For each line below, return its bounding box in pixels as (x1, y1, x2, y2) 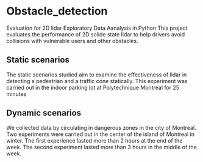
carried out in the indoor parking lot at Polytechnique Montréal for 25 (6, 84, 180, 91)
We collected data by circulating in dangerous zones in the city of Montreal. (6, 124, 196, 131)
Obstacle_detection (6, 4, 108, 18)
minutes (6, 90, 27, 98)
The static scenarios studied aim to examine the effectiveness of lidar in (6, 71, 187, 78)
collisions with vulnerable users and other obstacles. (6, 37, 138, 44)
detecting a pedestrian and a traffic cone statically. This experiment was (6, 77, 188, 84)
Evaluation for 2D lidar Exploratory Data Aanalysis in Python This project (6, 24, 188, 32)
